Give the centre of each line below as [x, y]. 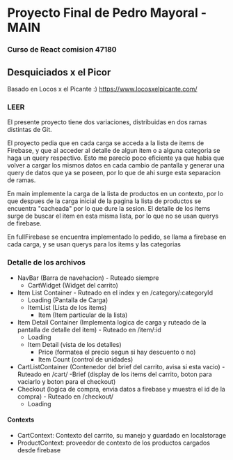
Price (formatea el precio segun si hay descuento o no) [117, 352]
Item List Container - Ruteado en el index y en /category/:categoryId [115, 292]
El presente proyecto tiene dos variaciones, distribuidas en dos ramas [107, 122]
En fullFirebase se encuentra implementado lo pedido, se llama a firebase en [117, 237]
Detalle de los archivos [46, 262]
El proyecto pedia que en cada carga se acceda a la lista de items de [106, 143]
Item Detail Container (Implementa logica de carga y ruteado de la [112, 322]
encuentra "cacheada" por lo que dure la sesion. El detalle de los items [109, 209]
